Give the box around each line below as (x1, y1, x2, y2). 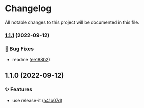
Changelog (5, 3, 52, 14)
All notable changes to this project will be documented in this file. (5, 19, 140, 25)
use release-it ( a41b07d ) (12, 97, 63, 103)
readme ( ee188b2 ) (12, 57, 50, 63)
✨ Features (5, 86, 33, 93)
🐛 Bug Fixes (5, 45, 34, 52)
